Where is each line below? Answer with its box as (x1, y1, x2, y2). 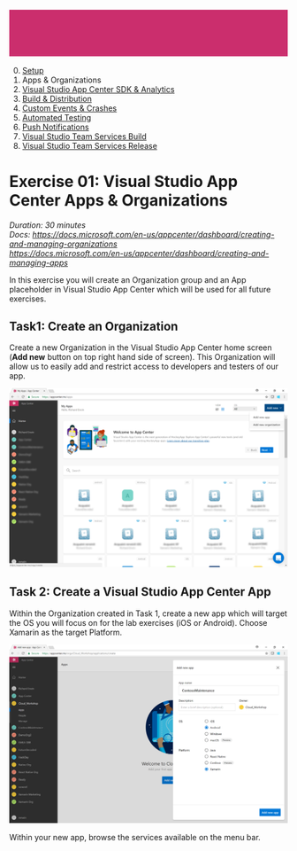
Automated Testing (21, 112, 92, 122)
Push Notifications (21, 121, 90, 132)
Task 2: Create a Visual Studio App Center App (9, 584, 271, 599)
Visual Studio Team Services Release (21, 140, 157, 151)
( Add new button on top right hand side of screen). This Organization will (9, 352, 276, 363)
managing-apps (9, 257, 69, 268)
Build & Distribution (21, 93, 93, 104)
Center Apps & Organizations (9, 190, 228, 210)
